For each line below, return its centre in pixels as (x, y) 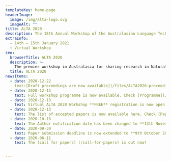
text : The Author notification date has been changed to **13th (84, 124)
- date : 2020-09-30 (31, 128)
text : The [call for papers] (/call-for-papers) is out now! (80, 143)
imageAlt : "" (24, 24)
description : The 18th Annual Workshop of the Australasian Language (81, 34)
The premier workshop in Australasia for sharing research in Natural (91, 67)
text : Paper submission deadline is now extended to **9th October (87, 133)
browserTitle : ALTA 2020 (36, 57)
